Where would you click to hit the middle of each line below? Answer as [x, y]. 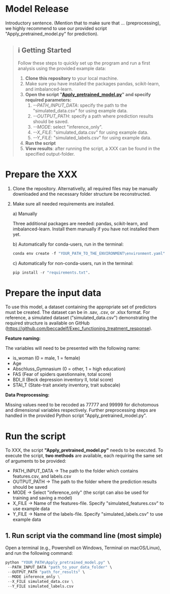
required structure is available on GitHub [47, 323]
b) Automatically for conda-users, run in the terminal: [68, 244]
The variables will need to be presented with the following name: [73, 348]
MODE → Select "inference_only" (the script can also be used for [80, 493]
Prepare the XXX [41, 174]
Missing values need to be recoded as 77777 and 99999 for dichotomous [82, 405]
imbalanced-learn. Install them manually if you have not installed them [86, 229]
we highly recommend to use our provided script [56, 28]
